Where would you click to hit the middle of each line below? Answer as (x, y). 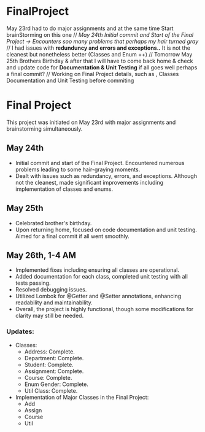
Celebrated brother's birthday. (53, 223)
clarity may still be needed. (49, 316)
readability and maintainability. (54, 303)
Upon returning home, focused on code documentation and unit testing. (106, 229)
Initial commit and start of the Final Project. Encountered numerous (100, 163)
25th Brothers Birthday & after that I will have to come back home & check (100, 61)
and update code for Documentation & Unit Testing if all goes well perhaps (102, 67)
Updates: (21, 331)
